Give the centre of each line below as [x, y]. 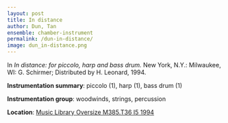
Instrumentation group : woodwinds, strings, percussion [87, 99]
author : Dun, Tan [32, 26]
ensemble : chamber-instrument [50, 33]
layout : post [26, 13]
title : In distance [35, 20]
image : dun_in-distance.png [47, 45]
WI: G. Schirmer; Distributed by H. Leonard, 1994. [77, 72]
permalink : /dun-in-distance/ [50, 39]
